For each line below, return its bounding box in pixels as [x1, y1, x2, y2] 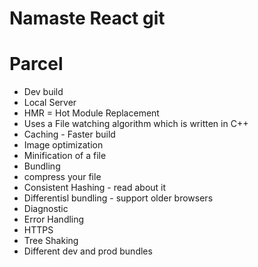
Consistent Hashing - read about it [23, 182, 167, 194]
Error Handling [23, 213, 85, 226]
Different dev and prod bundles [23, 245, 153, 257]
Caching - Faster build [23, 128, 116, 141]
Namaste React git [9, 7, 166, 30]
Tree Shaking [23, 235, 79, 247]
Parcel [9, 53, 64, 76]
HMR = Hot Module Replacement [23, 107, 160, 119]
